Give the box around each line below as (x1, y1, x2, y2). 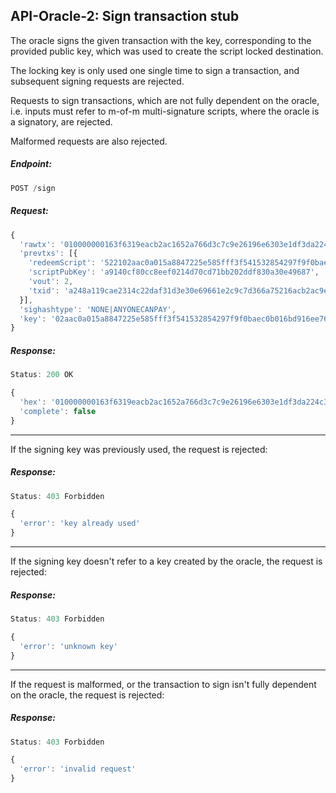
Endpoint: (10, 158, 52, 170)
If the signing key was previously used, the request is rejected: (10, 443, 268, 455)
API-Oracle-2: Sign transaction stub (10, 8, 240, 25)
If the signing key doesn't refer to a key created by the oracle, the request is (10, 555, 323, 568)
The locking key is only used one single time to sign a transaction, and (10, 64, 300, 76)
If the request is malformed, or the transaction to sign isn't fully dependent (10, 678, 317, 690)
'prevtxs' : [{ (19, 249, 78, 259)
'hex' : (19, 397, 47, 407)
